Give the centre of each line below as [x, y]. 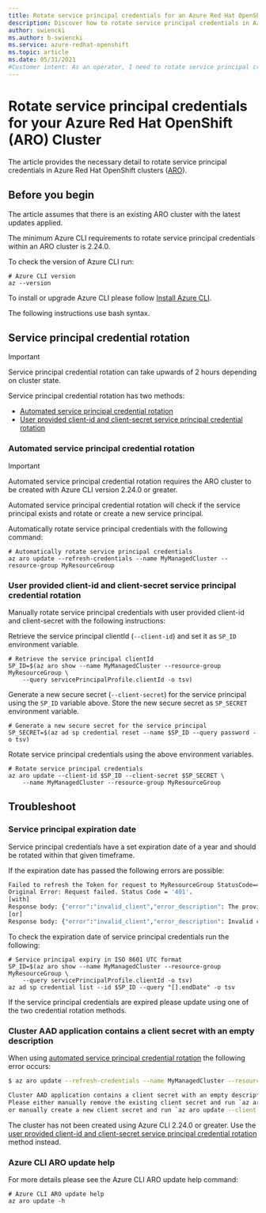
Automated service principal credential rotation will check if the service [124, 505]
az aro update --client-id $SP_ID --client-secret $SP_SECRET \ [116, 775]
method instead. [35, 1142]
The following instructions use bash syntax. [79, 313]
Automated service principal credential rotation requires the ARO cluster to [130, 481]
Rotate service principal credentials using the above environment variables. [131, 754]
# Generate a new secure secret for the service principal [108, 726]
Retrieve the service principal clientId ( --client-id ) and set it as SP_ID [122, 636]
